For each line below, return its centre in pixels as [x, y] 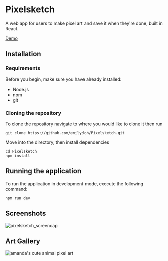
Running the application [44, 171]
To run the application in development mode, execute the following [74, 183]
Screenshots [26, 213]
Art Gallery [23, 241]
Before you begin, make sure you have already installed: [63, 79]
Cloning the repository [33, 113]
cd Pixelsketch [21, 151]
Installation [23, 54]
